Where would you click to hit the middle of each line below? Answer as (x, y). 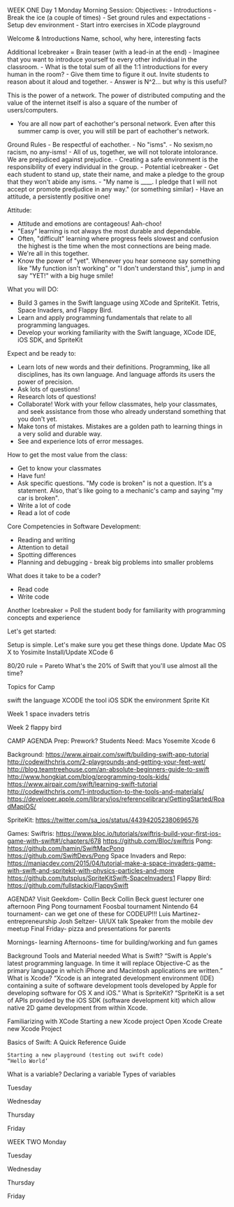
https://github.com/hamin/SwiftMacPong (66, 848)
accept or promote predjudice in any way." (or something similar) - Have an (116, 189)
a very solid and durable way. (60, 434)
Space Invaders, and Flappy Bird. (65, 310)
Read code (33, 589)
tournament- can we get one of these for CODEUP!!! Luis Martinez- (104, 914)
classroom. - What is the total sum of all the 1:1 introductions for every (108, 67)
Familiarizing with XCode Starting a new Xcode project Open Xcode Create (115, 1021)
